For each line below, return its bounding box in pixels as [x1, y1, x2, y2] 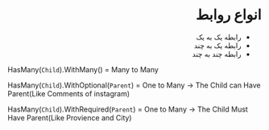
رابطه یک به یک [196, 32, 242, 42]
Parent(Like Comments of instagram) [7, 88, 130, 98]
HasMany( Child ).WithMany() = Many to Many [7, 64, 159, 74]
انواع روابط [195, 6, 262, 24]
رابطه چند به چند [192, 49, 242, 59]
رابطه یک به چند [193, 40, 242, 50]
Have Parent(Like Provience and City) [7, 112, 132, 122]
